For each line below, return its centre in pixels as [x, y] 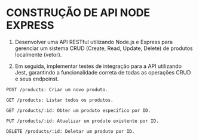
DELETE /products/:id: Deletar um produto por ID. [71, 131]
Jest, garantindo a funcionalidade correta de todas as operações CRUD [103, 72]
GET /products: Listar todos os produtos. [60, 100]
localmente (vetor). [38, 54]
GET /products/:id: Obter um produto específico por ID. [79, 110]
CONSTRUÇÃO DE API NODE [78, 13]
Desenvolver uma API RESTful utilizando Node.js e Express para [94, 42]
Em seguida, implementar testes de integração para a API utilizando [98, 66]
